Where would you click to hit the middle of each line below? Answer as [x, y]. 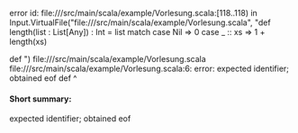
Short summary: [41, 99]
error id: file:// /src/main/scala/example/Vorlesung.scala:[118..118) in [134, 13]
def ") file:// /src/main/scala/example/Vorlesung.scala [108, 59]
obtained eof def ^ [43, 78]
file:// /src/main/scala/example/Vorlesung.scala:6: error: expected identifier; [149, 68]
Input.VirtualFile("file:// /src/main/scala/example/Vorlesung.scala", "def [140, 22]
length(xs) [28, 41]
